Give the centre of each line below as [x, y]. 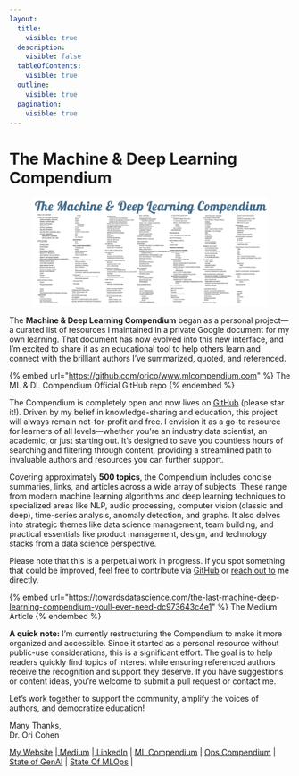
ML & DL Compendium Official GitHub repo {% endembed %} [122, 386]
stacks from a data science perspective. [83, 544]
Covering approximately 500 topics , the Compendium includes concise [141, 477]
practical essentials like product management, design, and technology [138, 534]
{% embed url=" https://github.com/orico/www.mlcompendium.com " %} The [150, 376]
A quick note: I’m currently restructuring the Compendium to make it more [146, 634]
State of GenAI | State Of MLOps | [71, 762]
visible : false [54, 57]
